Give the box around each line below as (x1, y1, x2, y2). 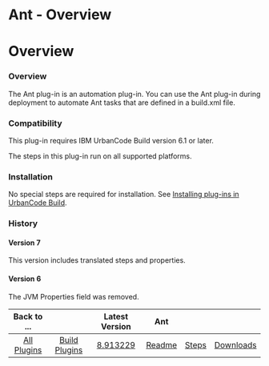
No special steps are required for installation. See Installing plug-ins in (8, 190, 239, 199)
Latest (103, 311, 129, 322)
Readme (146, 339, 178, 350)
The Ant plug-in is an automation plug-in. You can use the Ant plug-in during (8, 89, 261, 99)
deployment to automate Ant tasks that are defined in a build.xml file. (8, 98, 236, 107)
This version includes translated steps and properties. (8, 255, 186, 265)
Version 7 (8, 238, 42, 247)
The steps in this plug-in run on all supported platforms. (8, 151, 192, 161)
